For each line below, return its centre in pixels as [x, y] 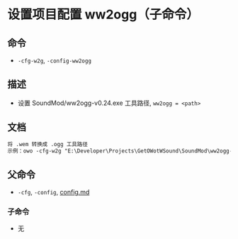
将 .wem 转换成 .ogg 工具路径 [48, 144]
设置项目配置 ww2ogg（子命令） [103, 15]
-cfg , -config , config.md [53, 192]
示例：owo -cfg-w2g [34, 151]
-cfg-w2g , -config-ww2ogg [55, 60]
